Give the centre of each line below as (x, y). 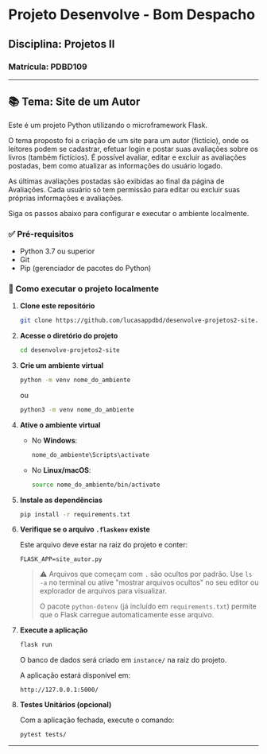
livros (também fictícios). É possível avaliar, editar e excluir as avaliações (127, 157)
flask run (36, 645)
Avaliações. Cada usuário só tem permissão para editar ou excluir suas (124, 189)
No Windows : (54, 440)
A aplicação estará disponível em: (75, 675)
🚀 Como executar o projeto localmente (83, 288)
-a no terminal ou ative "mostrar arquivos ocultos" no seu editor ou (149, 582)
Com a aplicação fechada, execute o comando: (97, 720)
